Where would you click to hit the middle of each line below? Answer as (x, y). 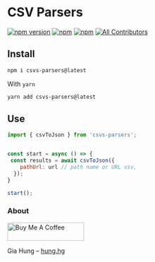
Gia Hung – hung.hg (36, 251)
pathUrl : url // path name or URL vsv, (79, 167)
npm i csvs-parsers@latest (47, 70)
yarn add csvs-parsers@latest (52, 97)
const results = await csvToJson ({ (62, 161)
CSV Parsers (45, 12)
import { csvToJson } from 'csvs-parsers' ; (72, 135)
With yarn (21, 84)
